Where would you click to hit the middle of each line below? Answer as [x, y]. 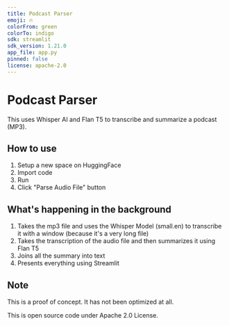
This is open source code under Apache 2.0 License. [83, 315]
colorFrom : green [32, 26]
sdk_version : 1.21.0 [37, 46]
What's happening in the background [90, 209]
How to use [32, 148]
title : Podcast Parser [40, 14]
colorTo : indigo [31, 33]
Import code [35, 173]
